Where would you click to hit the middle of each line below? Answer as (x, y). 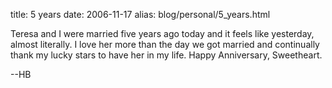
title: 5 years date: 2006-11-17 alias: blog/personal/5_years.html (140, 14)
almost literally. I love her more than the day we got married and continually (165, 44)
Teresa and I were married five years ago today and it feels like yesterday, (162, 33)
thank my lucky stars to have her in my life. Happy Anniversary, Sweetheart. (166, 55)
